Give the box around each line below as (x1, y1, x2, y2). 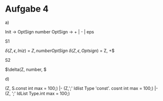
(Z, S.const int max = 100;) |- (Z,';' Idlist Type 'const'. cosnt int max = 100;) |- (5, 85, 158, 91)
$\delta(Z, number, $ (5, 67, 47, 72)
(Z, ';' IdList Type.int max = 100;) (5, 90, 70, 96)
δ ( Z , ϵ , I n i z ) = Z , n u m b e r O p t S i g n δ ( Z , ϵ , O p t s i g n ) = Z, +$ (5, 48, 115, 53)
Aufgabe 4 (5, 3, 49, 15)
